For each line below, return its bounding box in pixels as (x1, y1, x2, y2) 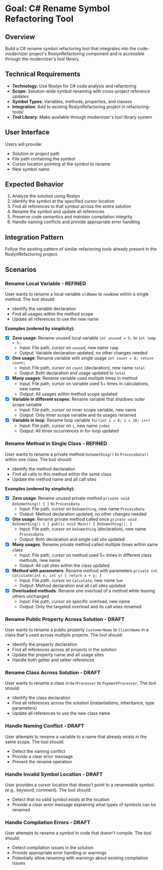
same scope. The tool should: (5, 739, 65, 745)
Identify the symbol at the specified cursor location (12, 198, 115, 204)
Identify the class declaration (12, 695, 71, 701)
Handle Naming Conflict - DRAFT (5, 722, 85, 729)
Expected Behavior (5, 180, 64, 189)
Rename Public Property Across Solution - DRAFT (5, 616, 125, 622)
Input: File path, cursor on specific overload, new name (19, 598, 130, 604)
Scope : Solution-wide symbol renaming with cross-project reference (12, 88, 150, 94)
